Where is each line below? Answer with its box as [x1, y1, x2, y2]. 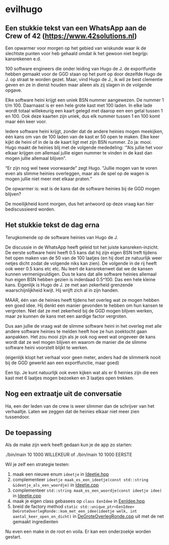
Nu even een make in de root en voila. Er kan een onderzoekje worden [5, 528, 151, 535]
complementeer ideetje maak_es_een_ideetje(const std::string [12, 477, 149, 483]
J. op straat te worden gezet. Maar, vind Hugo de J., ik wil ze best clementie [5, 76, 163, 82]
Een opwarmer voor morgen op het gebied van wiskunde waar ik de [5, 45, 146, 51]
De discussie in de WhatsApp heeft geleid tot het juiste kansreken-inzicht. [5, 244, 159, 250]
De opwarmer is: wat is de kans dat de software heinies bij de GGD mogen [5, 186, 160, 191]
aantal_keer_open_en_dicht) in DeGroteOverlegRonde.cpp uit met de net [12, 513, 164, 520]
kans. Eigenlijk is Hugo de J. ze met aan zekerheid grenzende [5, 282, 133, 288]
